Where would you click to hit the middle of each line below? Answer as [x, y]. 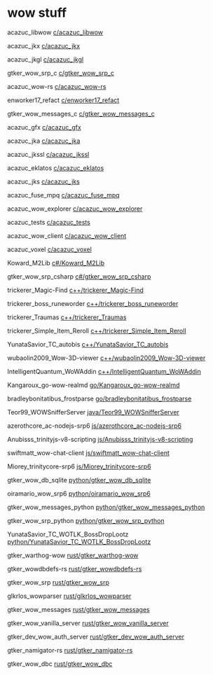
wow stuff [37, 13]
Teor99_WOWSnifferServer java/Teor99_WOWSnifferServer [94, 412]
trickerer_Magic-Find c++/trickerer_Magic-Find [75, 290]
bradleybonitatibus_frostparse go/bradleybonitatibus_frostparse [99, 398]
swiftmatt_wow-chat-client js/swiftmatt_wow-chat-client [88, 452]
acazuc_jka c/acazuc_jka [44, 141]
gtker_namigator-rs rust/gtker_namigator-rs [70, 650]
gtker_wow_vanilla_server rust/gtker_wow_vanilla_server [88, 623]
